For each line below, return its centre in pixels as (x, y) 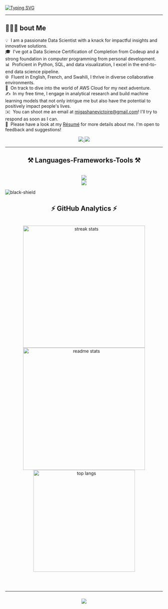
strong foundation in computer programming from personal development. (81, 59)
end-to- (148, 64)
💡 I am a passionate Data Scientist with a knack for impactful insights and (81, 40)
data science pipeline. (37, 71)
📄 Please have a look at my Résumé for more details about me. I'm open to (82, 124)
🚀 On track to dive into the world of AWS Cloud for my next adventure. (78, 88)
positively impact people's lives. (38, 106)
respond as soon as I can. (32, 119)
